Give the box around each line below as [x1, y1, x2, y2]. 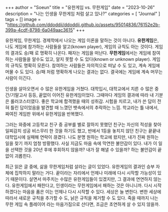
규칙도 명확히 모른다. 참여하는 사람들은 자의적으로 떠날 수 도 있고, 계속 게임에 [10, 62, 160, 68]
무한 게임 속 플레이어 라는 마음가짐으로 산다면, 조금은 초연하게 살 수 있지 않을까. [5, 201, 160, 207]
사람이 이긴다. [5, 75, 33, 81]
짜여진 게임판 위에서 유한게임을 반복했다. [5, 111, 84, 117]
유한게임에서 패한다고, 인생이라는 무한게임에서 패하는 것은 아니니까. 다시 [12, 182, 152, 188]
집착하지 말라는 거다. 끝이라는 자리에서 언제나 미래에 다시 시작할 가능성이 [14, 170, 156, 176]
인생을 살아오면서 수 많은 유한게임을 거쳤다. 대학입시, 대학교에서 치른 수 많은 [5, 86, 154, 91]
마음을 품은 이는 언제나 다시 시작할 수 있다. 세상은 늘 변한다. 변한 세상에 [22, 189, 161, 194]
